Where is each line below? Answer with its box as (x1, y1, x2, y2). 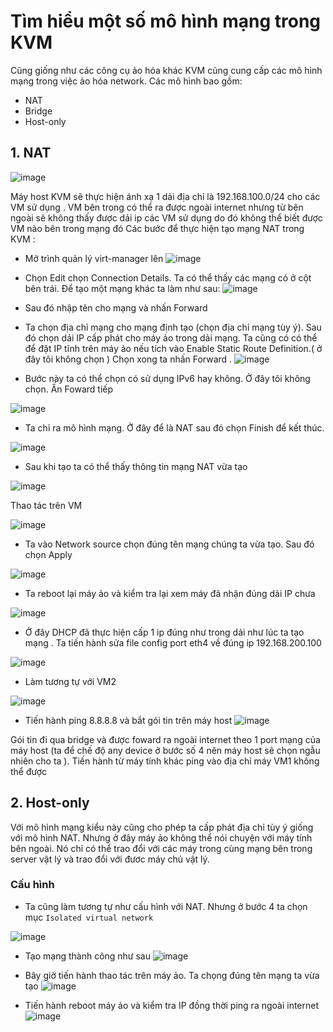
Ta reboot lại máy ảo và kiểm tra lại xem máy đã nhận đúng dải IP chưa (24, 587, 316, 599)
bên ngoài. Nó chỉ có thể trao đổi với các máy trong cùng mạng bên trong (10, 842, 313, 854)
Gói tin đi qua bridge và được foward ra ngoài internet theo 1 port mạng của (10, 733, 321, 745)
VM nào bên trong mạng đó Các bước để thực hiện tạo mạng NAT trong (10, 222, 305, 234)
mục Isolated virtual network (24, 911, 154, 923)
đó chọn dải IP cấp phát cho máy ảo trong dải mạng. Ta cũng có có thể (24, 331, 318, 344)
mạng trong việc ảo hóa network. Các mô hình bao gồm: (10, 75, 243, 87)
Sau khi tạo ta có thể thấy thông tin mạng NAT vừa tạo (24, 460, 248, 472)
